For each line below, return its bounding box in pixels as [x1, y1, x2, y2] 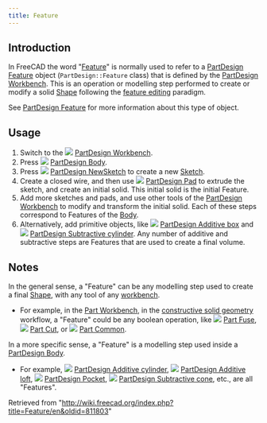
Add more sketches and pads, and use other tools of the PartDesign [19, 193, 242, 203]
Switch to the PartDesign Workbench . [19, 148, 153, 157]
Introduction [8, 41, 72, 55]
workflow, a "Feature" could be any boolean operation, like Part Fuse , [19, 315, 257, 324]
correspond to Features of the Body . [19, 210, 139, 219]
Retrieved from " [8, 398, 62, 408]
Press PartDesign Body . [19, 157, 107, 167]
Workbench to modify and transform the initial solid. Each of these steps [19, 202, 257, 211]
